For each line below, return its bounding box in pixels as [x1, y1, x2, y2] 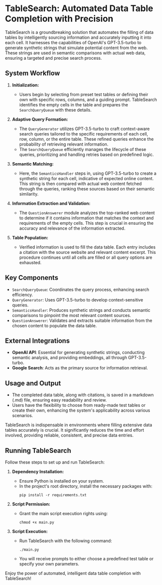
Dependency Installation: [12, 469, 64, 474]
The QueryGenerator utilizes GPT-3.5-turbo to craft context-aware [19, 126, 150, 132]
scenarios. [12, 413, 33, 418]
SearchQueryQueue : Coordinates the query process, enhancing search [12, 286, 149, 292]
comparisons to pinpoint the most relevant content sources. [12, 312, 132, 318]
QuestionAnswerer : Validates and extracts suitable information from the [12, 318, 152, 323]
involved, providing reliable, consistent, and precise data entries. [5, 433, 134, 438]
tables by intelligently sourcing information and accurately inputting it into [5, 34, 151, 40]
